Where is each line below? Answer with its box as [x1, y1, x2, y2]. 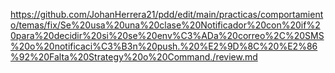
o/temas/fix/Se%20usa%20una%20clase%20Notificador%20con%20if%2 [10, 19, 321, 31]
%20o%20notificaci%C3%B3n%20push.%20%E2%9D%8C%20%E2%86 [10, 40, 318, 52]
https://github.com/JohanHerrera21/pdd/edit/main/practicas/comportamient [10, 9, 324, 20]
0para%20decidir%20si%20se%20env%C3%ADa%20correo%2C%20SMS [10, 30, 325, 41]
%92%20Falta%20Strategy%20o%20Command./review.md [10, 51, 258, 63]
